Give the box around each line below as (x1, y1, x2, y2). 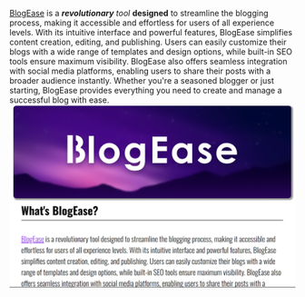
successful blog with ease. (9, 94, 110, 105)
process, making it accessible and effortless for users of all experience (9, 17, 275, 28)
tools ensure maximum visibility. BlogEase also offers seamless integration (9, 56, 288, 66)
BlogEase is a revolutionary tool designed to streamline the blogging (9, 8, 269, 18)
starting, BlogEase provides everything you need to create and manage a (9, 85, 283, 95)
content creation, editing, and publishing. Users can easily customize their (9, 36, 287, 47)
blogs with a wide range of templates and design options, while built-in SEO (9, 46, 293, 57)
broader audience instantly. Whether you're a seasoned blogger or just (9, 75, 274, 85)
